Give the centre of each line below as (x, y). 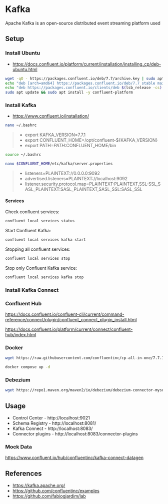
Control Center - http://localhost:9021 (51, 418)
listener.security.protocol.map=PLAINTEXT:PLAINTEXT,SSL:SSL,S (93, 184)
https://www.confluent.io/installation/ (50, 116)
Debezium (18, 380)
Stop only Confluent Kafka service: (41, 268)
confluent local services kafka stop (44, 277)
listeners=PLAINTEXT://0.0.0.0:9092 (62, 173)
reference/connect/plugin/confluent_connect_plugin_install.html (71, 319)
